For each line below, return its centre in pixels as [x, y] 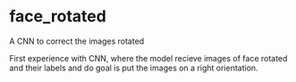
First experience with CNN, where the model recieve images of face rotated [148, 58]
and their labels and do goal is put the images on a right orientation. [134, 68]
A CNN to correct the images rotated [77, 41]
